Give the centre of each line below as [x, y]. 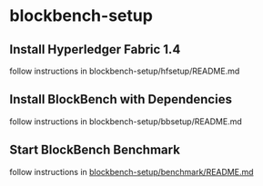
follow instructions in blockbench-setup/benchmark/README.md [131, 171]
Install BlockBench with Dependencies [121, 99]
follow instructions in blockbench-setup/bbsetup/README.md [126, 121]
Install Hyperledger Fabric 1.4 [95, 49]
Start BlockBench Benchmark [95, 150]
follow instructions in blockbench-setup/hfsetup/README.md [125, 71]
